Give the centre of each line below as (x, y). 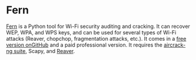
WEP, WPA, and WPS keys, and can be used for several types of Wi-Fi (91, 32)
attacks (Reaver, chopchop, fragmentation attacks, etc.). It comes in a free (96, 38)
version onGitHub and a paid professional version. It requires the (84, 45)
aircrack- (175, 45)
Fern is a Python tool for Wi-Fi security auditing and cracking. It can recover (98, 26)
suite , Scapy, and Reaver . (44, 51)
